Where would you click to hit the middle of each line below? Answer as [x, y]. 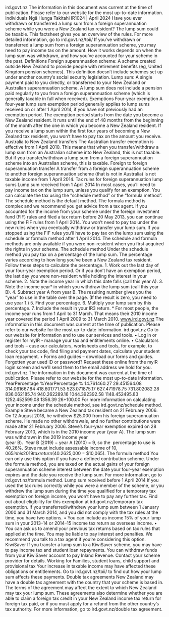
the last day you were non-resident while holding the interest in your [76, 276]
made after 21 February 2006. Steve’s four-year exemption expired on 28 [81, 426]
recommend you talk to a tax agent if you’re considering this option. [76, 539]
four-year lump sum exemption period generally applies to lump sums [77, 104]
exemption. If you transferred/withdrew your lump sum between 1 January [82, 507]
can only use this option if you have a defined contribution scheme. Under [82, 459]
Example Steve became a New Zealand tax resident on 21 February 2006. [81, 410]
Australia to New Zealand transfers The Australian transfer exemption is [79, 142]
